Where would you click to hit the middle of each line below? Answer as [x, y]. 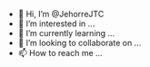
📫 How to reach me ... [60, 53]
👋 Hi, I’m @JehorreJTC [61, 14]
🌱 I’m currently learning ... [66, 33]
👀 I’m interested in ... [56, 24]
